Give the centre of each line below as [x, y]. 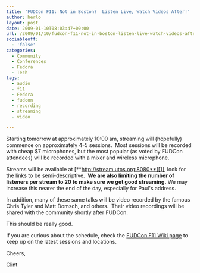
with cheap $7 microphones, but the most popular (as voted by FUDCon [94, 152]
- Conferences [29, 61]
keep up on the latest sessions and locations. [62, 242]
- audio [21, 84]
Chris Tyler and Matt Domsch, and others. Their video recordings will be [95, 206]
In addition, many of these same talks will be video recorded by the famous [98, 200]
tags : [13, 78]
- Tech [20, 73]
